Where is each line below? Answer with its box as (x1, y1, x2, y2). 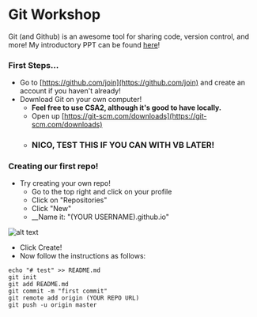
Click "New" (31, 204, 72, 213)
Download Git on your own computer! (19, 95, 142, 104)
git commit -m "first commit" (8, 287, 108, 296)
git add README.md (8, 281, 69, 289)
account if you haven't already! (19, 86, 121, 96)
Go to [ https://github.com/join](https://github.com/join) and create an (19, 77, 246, 88)
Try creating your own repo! (19, 179, 111, 188)
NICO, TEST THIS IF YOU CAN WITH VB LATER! (31, 140, 215, 151)
